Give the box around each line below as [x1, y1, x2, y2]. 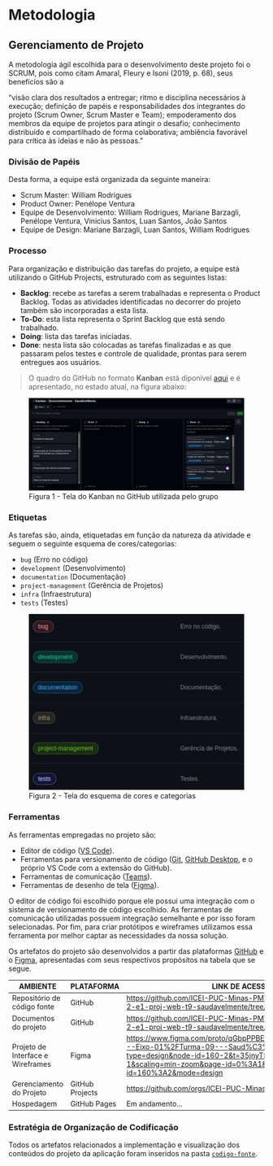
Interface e [11, 1051, 49, 1060]
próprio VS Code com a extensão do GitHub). [19, 863, 172, 872]
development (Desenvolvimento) [19, 563, 126, 573]
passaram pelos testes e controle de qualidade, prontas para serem [19, 348, 247, 359]
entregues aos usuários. [19, 357, 102, 367]
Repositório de [11, 994, 61, 1003]
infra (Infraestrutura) [19, 590, 92, 599]
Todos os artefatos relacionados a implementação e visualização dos [8, 1140, 240, 1150]
